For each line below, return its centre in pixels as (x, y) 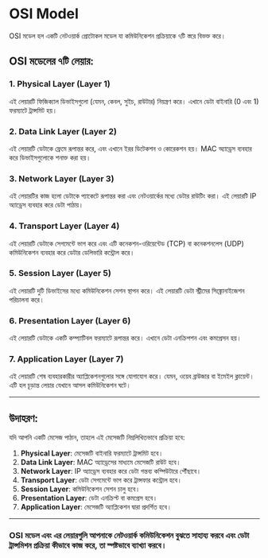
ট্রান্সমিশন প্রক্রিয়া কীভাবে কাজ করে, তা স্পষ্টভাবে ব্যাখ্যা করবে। (88, 545)
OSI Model (44, 14)
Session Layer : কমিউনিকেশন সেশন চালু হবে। (80, 489)
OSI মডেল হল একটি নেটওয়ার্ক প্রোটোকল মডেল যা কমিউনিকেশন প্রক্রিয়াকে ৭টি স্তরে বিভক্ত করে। (117, 36)
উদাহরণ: (23, 418)
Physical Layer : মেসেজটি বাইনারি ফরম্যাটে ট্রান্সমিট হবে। (92, 453)
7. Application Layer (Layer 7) (66, 359)
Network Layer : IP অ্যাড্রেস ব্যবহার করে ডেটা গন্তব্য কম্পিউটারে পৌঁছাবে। (111, 471)
